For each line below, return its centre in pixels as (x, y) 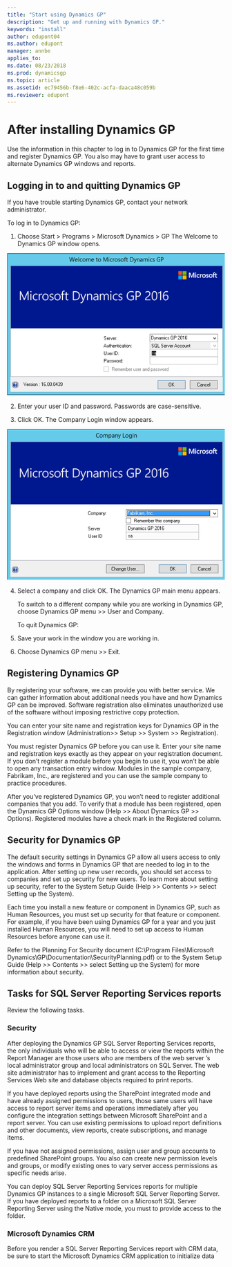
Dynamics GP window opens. (59, 243)
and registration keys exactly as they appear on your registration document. (115, 753)
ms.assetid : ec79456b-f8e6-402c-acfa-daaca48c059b (81, 87)
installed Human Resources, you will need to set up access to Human (105, 929)
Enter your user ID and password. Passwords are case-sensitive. (109, 406)
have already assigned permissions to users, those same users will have (110, 1100)
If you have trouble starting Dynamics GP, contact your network (98, 202)
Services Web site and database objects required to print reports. (100, 1080)
